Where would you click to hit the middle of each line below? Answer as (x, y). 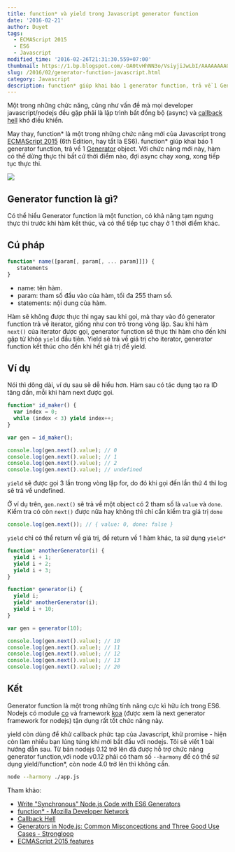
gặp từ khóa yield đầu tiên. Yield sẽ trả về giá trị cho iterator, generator (110, 339)
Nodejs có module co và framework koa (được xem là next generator (106, 713)
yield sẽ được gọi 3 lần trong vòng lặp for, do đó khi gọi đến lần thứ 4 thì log (117, 483)
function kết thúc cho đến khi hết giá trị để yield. (77, 346)
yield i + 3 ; (33, 570)
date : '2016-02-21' (36, 20)
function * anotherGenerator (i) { (56, 551)
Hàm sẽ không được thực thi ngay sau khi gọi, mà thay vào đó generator (111, 316)
